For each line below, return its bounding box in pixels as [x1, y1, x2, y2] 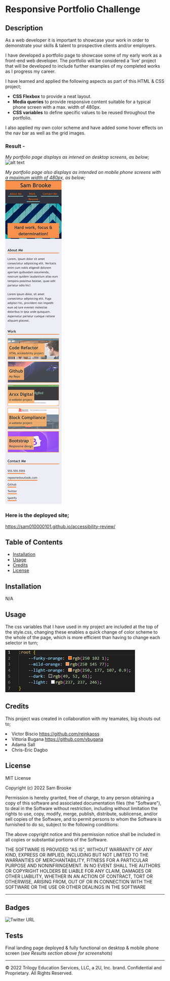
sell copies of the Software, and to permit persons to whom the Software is [5, 816, 162, 822]
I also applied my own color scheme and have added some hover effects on [5, 125, 163, 130]
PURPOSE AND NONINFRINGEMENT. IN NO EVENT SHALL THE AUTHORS [5, 862, 161, 868]
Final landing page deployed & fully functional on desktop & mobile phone [5, 945, 159, 951]
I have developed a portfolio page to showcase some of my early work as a [5, 52, 162, 58]
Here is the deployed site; [5, 512, 69, 519]
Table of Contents [5, 538, 63, 547]
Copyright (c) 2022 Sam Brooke [5, 785, 72, 791]
